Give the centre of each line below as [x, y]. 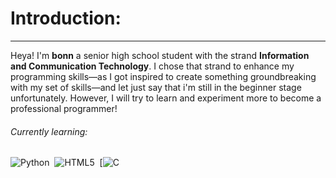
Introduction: [66, 18]
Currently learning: [49, 131]
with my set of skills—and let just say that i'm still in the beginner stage [156, 87]
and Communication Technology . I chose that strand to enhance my [152, 66]
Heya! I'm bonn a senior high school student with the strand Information [160, 55]
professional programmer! [64, 108]
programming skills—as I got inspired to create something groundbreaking [163, 76]
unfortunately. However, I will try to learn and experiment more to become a [166, 98]
